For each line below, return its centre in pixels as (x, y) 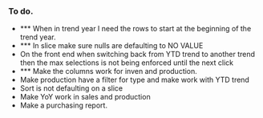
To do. (21, 11)
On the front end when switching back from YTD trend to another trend (137, 55)
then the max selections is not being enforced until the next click (127, 63)
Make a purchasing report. (64, 105)
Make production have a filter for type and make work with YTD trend (135, 80)
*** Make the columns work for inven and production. (109, 71)
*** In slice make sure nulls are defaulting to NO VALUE (111, 46)
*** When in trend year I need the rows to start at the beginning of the (136, 29)
